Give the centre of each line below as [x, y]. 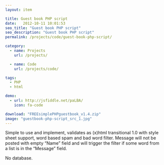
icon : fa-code [29, 105]
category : [15, 46]
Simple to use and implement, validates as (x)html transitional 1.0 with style [82, 133]
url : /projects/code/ [36, 69]
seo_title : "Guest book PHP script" [43, 28]
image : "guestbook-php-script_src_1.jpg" [49, 119]
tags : [11, 78]
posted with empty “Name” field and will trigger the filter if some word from [82, 143]
